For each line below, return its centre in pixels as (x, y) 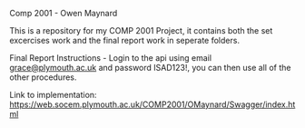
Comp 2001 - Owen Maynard (64, 13)
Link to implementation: (53, 95)
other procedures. (43, 77)
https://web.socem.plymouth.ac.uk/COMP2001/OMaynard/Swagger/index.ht (152, 104)
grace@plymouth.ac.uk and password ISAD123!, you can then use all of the (150, 68)
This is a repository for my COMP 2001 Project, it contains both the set (141, 30)
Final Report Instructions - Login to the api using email (110, 58)
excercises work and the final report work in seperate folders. (125, 40)
